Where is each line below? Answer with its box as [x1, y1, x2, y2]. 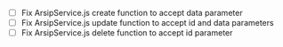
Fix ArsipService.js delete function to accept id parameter [20, 27, 233, 38]
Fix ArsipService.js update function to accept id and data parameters [20, 18, 274, 28]
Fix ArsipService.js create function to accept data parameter [20, 8, 243, 18]
